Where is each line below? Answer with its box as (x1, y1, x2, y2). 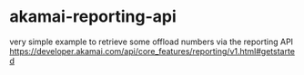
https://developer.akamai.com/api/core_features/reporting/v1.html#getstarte (9, 45, 296, 56)
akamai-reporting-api (9, 6, 177, 27)
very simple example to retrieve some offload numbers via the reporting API (9, 36, 294, 47)
